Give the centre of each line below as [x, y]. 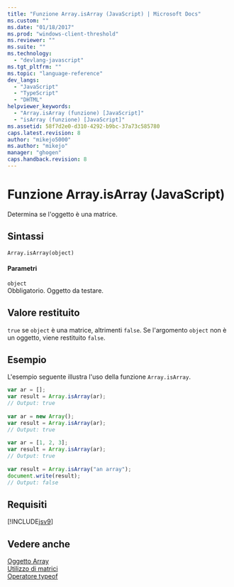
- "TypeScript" [36, 93]
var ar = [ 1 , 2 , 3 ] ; [38, 443]
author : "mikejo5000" [39, 139]
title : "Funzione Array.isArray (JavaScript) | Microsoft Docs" [104, 14]
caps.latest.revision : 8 [44, 133]
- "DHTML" [28, 100]
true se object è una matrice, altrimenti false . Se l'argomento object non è [117, 330]
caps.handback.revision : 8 [47, 160]
